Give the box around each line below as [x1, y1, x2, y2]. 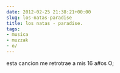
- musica [6, 32, 29, 38]
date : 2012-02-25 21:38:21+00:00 [6, 9, 91, 15]
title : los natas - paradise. [6, 20, 83, 26]
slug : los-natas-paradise [6, 15, 72, 21]
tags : [6, 26, 20, 32]
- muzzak [6, 37, 29, 43]
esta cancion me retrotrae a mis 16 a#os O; [6, 59, 115, 67]
